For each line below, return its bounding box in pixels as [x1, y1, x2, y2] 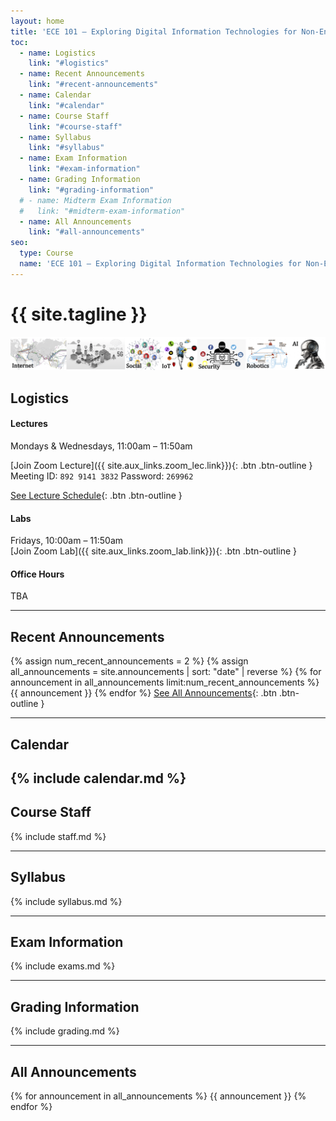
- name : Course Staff [19, 111, 110, 121]
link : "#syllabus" [28, 143, 105, 153]
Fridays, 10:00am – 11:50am [10, 535, 124, 547]
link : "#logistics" [28, 58, 110, 69]
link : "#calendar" [28, 100, 105, 110]
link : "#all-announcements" [28, 227, 145, 237]
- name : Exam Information [19, 153, 128, 164]
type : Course [19, 248, 74, 259]
